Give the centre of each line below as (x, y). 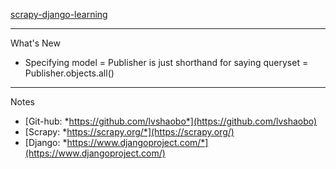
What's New (35, 43)
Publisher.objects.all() (69, 73)
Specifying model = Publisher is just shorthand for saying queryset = (166, 62)
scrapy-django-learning (59, 14)
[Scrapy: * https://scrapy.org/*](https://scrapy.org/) (129, 132)
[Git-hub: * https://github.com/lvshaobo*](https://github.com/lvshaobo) (171, 121)
